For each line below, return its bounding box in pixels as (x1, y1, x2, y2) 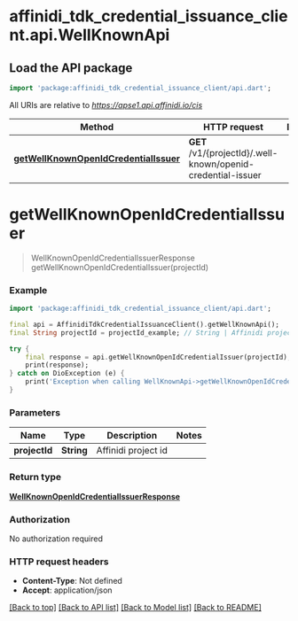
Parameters (9, 406, 60, 418)
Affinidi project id (96, 445, 169, 457)
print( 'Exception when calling (25, 377, 141, 386)
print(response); (25, 361, 90, 369)
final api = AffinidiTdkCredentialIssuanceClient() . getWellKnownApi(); (9, 320, 279, 329)
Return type (9, 471, 62, 484)
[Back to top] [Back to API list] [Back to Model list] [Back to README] (9, 602, 262, 613)
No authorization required (9, 533, 104, 544)
